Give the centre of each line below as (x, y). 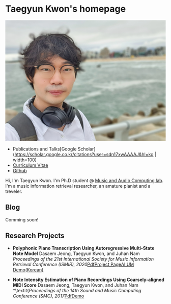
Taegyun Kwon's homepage (66, 9)
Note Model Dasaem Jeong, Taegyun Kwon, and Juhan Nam (76, 254)
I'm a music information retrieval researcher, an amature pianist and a (78, 186)
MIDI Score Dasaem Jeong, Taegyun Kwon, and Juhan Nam (76, 285)
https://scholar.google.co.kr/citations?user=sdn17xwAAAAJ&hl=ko (84, 154)
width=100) (25, 160)
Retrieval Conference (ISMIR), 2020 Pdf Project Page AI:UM (73, 264)
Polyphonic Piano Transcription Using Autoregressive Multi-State (83, 248)
